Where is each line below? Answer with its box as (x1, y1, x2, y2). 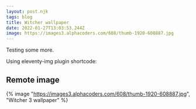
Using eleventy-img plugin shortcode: (6, 58, 97, 65)
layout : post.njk (6, 8, 49, 15)
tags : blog (6, 14, 33, 20)
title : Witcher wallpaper (6, 19, 69, 25)
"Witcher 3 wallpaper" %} (6, 96, 68, 103)
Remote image (6, 74, 60, 85)
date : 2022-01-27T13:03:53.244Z (6, 25, 85, 31)
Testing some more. (6, 46, 54, 53)
